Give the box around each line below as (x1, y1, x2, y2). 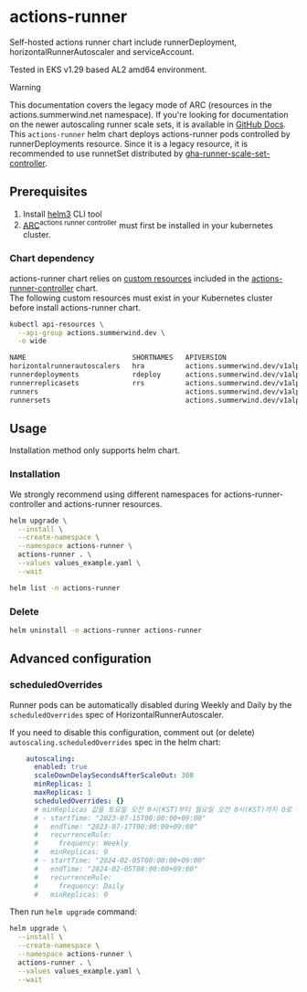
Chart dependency (9, 252, 95, 265)
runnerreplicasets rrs (9, 378, 145, 387)
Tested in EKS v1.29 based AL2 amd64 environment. (9, 64, 207, 75)
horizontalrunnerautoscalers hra (9, 362, 145, 371)
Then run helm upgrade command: (9, 906, 137, 917)
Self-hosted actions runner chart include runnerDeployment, (9, 37, 238, 47)
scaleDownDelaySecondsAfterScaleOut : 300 (33, 771, 195, 780)
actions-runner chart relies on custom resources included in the (9, 272, 249, 284)
